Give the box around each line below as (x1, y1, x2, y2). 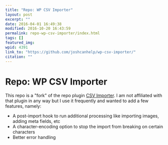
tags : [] (5, 36, 24, 41)
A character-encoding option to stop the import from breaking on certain (12, 124, 163, 130)
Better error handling (12, 134, 56, 140)
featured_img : (5, 40, 35, 45)
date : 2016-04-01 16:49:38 (5, 21, 62, 27)
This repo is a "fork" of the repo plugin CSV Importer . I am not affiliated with (5, 93, 162, 99)
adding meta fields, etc (12, 118, 60, 124)
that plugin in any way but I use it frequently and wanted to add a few (5, 98, 149, 104)
